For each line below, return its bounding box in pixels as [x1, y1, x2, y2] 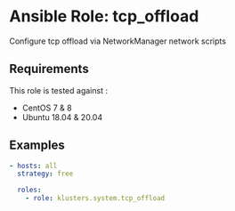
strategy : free [17, 169, 74, 179]
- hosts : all [9, 161, 58, 170]
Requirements [9, 61, 89, 77]
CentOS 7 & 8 [21, 102, 73, 113]
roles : [17, 185, 42, 195]
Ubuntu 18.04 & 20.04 [21, 111, 103, 122]
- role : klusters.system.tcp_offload [25, 194, 166, 203]
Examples [9, 138, 65, 153]
